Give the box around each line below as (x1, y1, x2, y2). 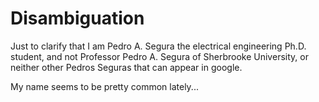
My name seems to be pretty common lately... (10, 80, 199, 92)
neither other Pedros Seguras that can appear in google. (10, 61, 243, 73)
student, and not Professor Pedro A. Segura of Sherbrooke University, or (10, 50, 309, 62)
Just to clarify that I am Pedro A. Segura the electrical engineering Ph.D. (10, 40, 307, 52)
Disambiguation (10, 7, 145, 30)
